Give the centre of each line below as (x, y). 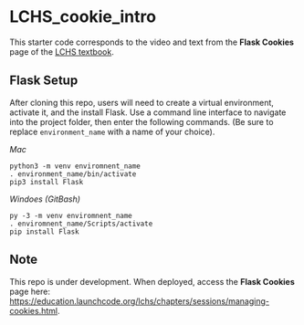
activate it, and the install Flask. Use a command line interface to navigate (148, 112)
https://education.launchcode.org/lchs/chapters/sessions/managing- (139, 301)
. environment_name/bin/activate (73, 174)
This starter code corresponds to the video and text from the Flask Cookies (152, 42)
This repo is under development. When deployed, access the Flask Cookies (152, 281)
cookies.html (33, 310)
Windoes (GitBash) (45, 199)
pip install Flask (44, 231)
